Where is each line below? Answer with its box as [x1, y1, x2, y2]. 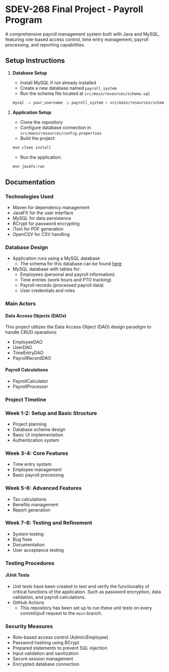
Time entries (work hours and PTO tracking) [20, 277, 112, 283]
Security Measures [5, 622, 53, 630]
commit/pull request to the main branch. [20, 610, 102, 616]
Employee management [12, 466, 62, 473]
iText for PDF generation [12, 226, 64, 232]
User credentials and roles [20, 287, 75, 294]
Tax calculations [12, 496, 47, 502]
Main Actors [5, 300, 36, 307]
